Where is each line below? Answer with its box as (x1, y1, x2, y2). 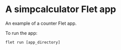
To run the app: (5, 30, 38, 36)
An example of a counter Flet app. (5, 20, 77, 26)
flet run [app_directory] (5, 39, 60, 45)
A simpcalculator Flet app (5, 4, 116, 15)
